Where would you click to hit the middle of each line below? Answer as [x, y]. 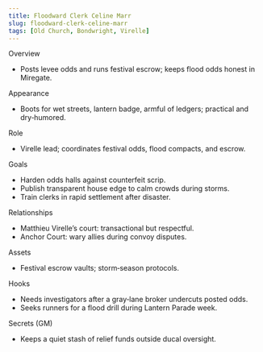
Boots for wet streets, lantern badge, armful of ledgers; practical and [134, 109]
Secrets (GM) [31, 324]
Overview [24, 54]
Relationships [31, 213]
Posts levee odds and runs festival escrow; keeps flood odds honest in [138, 69]
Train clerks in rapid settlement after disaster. [95, 197]
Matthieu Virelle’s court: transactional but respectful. [107, 228]
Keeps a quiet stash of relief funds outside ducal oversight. [118, 339]
